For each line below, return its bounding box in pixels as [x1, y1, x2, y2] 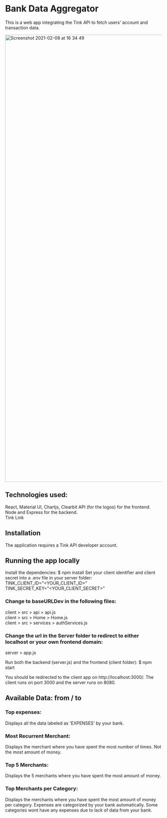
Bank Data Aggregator [5, 3, 99, 14]
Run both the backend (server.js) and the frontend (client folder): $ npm [5, 659, 152, 665]
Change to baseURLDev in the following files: [5, 598, 117, 605]
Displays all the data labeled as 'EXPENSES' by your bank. [5, 720, 124, 726]
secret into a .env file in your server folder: [5, 575, 92, 581]
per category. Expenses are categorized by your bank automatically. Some [5, 802, 158, 808]
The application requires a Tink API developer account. [5, 542, 118, 548]
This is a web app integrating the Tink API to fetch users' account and [5, 19, 148, 25]
